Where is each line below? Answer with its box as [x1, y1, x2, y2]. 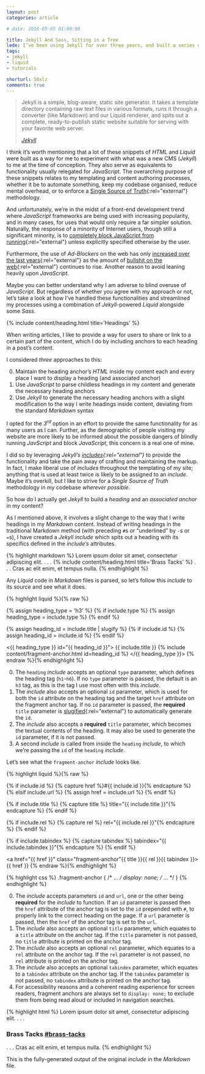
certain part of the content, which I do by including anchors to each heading [6, 338, 198, 345]
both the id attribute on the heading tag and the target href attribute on [15, 695, 195, 702]
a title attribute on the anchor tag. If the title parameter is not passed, [15, 931, 198, 939]
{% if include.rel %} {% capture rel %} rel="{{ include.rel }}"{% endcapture [6, 819, 195, 826]
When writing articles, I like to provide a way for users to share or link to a [6, 331, 191, 338]
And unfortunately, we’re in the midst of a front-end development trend [6, 206, 185, 213]
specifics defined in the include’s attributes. [6, 540, 117, 548]
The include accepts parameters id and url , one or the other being [15, 892, 184, 900]
